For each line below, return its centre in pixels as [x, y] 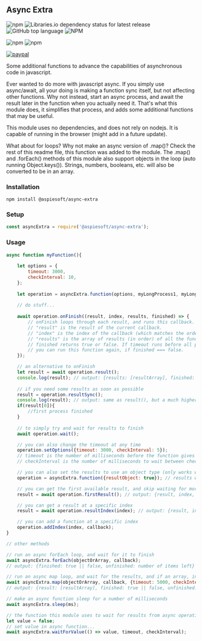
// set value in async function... [51, 627]
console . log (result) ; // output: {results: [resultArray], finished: [106, 378]
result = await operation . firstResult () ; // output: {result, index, [106, 494]
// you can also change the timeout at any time [79, 445]
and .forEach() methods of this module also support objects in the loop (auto [101, 158]
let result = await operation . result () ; [68, 372]
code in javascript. [29, 72]
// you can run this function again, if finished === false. [106, 350]
